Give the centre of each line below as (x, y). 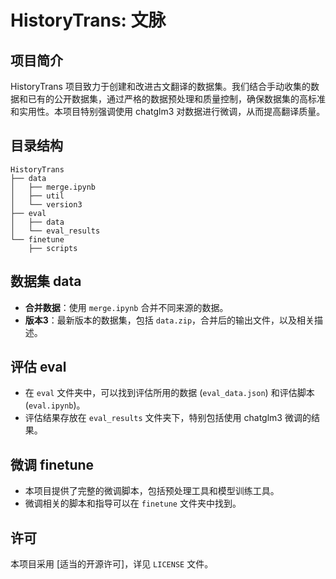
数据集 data (46, 281)
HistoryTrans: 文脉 (88, 20)
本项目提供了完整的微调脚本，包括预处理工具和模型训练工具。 (152, 491)
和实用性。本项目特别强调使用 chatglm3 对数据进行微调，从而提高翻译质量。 (168, 111)
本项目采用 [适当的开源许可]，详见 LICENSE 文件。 (112, 564)
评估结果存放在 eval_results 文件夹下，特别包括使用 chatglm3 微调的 (168, 418)
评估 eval (38, 367)
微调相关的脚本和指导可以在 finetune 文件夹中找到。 (133, 503)
